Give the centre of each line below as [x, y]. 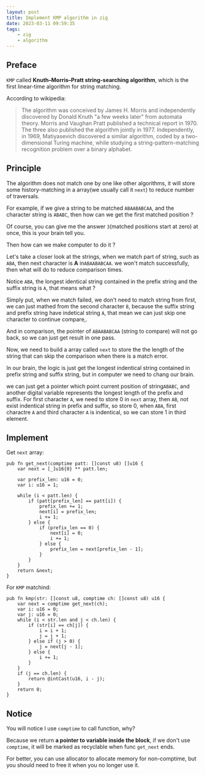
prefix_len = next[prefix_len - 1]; [97, 549]
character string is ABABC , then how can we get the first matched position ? [100, 214]
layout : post [23, 12]
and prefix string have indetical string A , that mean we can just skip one [96, 313]
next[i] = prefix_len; [68, 512]
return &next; [35, 571]
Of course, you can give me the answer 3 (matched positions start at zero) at [102, 226]
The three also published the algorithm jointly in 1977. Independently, [108, 130]
